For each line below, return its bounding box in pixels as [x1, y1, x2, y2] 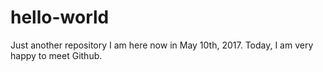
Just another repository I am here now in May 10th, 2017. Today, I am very [10, 39, 314, 51]
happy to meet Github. [10, 49, 103, 61]
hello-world [10, 6, 110, 29]
